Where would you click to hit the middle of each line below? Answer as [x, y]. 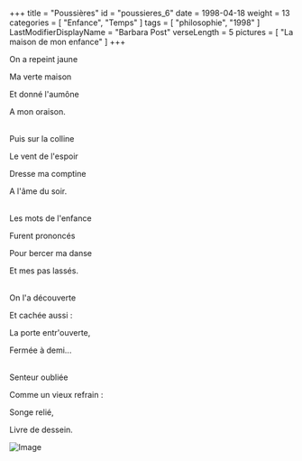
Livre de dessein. [41, 429]
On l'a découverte [43, 298]
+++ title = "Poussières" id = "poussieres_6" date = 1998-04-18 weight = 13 [150, 13]
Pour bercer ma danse [51, 253]
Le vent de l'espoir [44, 156]
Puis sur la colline [42, 138]
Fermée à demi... [41, 350]
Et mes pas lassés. [44, 271]
